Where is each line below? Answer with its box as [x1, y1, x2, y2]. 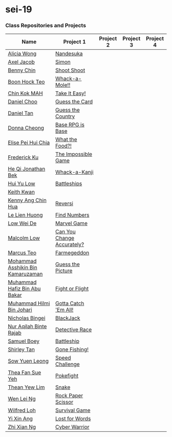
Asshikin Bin [8, 264, 37, 271]
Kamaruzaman [8, 270, 43, 278]
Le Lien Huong [8, 212, 43, 219]
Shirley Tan [8, 346, 35, 353]
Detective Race [55, 326, 92, 334]
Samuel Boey [8, 338, 40, 345]
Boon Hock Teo [8, 78, 45, 86]
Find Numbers [55, 212, 90, 219]
